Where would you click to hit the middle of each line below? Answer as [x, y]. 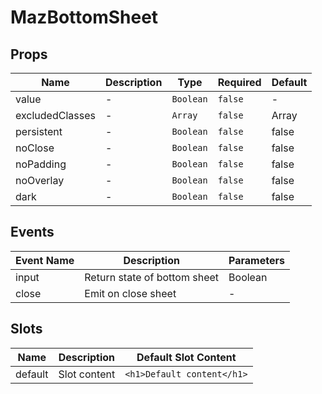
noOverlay [40, 180]
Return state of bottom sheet [152, 277]
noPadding [41, 164]
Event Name [45, 260]
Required [239, 82]
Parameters [256, 260]
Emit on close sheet [130, 293]
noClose [35, 148]
